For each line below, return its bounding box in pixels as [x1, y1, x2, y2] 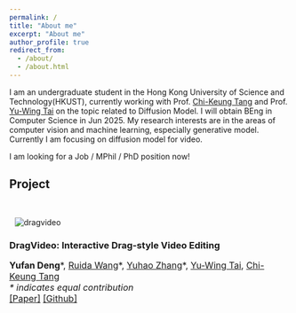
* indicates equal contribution [9, 281, 134, 293]
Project [9, 176, 51, 192]
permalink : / [9, 12, 58, 22]
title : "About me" [9, 21, 77, 30]
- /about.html [17, 63, 69, 72]
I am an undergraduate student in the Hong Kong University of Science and [9, 86, 284, 98]
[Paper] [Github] [9, 292, 77, 304]
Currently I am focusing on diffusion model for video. [9, 134, 203, 145]
